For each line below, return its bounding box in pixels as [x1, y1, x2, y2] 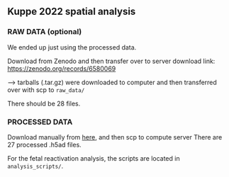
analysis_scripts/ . [7, 161, 64, 170]
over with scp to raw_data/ [7, 85, 85, 94]
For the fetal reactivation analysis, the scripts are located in [7, 154, 180, 162]
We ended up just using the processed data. [7, 42, 137, 52]
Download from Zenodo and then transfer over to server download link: [7, 57, 216, 65]
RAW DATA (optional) [7, 27, 82, 37]
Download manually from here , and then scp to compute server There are [7, 132, 223, 141]
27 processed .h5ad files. [7, 140, 82, 149]
